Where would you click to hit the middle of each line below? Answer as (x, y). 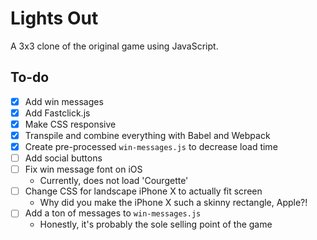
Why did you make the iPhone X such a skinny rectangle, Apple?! (173, 203)
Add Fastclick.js (57, 113)
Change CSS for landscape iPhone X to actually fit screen (143, 191)
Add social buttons (63, 158)
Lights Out (54, 18)
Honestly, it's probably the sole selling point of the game (156, 224)
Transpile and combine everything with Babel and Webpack (147, 135)
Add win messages (64, 101)
